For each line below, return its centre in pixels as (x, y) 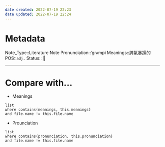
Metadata (25, 39)
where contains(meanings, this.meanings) (48, 110)
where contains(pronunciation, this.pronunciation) (59, 136)
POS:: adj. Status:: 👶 (26, 58)
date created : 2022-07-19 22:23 (38, 10)
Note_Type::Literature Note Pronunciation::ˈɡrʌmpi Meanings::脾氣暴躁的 (78, 53)
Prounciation (25, 123)
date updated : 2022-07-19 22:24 (38, 14)
